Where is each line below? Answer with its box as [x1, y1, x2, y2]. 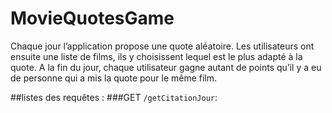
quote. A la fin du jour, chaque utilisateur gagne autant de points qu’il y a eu [10, 61, 322, 73]
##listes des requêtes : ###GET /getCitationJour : [10, 91, 218, 103]
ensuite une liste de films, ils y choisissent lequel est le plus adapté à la [10, 50, 303, 62]
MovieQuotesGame [10, 7, 175, 30]
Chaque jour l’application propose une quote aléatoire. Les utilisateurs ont [10, 40, 315, 52]
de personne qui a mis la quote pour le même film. [10, 72, 218, 84]
